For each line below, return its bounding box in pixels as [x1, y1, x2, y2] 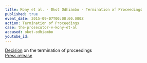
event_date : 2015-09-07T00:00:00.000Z [5, 16, 84, 21]
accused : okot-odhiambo [5, 30, 54, 34]
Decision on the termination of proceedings [5, 47, 92, 53]
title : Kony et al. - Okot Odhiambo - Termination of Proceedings [5, 7, 143, 12]
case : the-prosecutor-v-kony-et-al [5, 25, 77, 30]
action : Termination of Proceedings [5, 20, 79, 26]
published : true [5, 12, 38, 16]
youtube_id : [5, 34, 29, 39]
